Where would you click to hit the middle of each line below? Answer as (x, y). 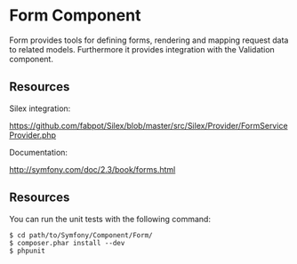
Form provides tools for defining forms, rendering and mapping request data (149, 40)
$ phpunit (28, 251)
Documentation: (39, 152)
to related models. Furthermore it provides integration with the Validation (142, 49)
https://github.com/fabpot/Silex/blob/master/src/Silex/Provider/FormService (148, 125)
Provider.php (32, 135)
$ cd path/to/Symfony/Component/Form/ (81, 235)
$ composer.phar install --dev (67, 243)
